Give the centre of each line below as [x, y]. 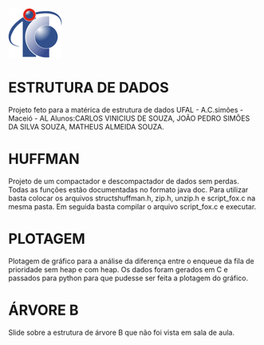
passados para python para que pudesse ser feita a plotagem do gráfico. [128, 278]
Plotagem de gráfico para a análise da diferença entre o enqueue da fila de [132, 261]
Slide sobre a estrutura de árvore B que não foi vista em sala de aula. [122, 332]
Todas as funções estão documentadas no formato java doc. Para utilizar [128, 189]
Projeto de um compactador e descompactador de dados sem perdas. [124, 181]
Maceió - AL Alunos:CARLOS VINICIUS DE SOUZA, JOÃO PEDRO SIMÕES [129, 118]
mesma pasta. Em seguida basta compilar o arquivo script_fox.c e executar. [132, 206]
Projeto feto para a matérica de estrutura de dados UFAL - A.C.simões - [126, 109]
